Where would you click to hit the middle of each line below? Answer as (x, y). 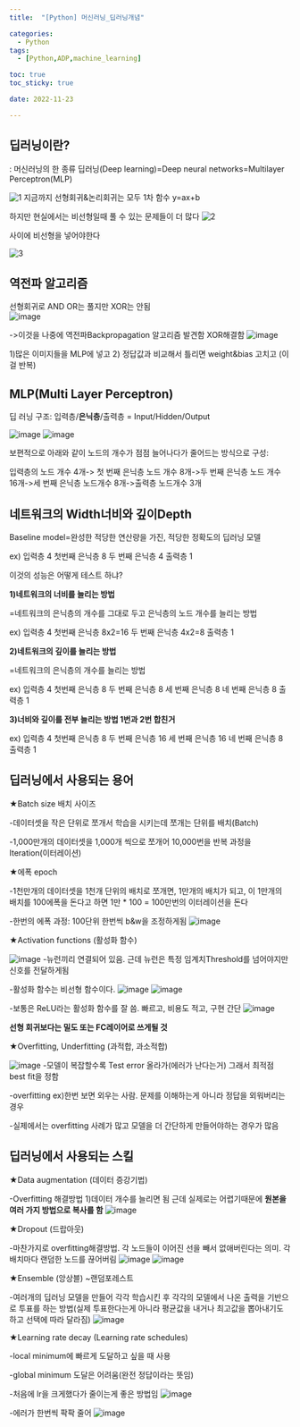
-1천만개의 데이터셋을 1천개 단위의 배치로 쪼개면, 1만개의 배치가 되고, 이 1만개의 (146, 891)
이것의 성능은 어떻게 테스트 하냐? (66, 575)
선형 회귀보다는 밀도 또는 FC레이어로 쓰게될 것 (88, 1027)
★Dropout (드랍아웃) (47, 1229)
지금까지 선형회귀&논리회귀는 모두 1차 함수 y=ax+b (112, 197)
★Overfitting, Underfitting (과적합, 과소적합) (88, 1046)
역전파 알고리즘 (49, 283)
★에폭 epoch (33, 872)
